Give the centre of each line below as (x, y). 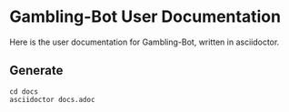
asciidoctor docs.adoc (52, 99)
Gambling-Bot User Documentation (145, 17)
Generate (36, 71)
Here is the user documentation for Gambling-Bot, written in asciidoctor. (144, 42)
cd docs (24, 92)
